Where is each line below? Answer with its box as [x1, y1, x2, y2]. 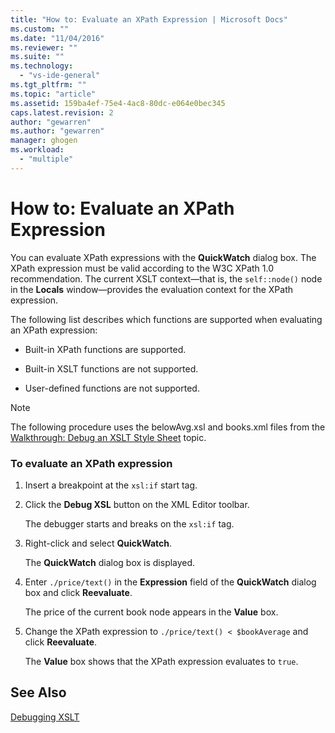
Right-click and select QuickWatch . [24, 537, 173, 549]
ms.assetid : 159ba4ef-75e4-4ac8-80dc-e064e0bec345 [10, 98, 226, 108]
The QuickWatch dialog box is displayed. [24, 556, 196, 568]
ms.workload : [10, 145, 65, 155]
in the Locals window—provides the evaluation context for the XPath [10, 283, 294, 295]
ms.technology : [10, 61, 74, 71]
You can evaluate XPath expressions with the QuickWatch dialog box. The [10, 251, 317, 263]
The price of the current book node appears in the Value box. [24, 606, 279, 618]
